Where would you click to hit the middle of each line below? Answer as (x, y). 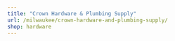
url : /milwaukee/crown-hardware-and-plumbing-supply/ (88, 20)
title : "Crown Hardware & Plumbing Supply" (72, 14)
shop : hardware (30, 26)
